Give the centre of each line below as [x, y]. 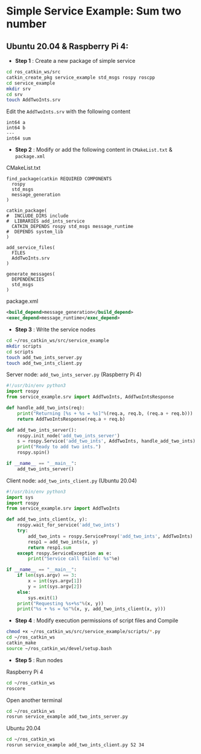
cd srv [14, 94]
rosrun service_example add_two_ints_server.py [67, 717]
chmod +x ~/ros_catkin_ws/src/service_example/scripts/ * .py [84, 632]
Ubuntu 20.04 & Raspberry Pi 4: [67, 46]
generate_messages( [31, 274]
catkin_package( [27, 211]
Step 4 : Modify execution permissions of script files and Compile [97, 620]
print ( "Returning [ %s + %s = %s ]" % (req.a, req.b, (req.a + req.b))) [105, 413]
